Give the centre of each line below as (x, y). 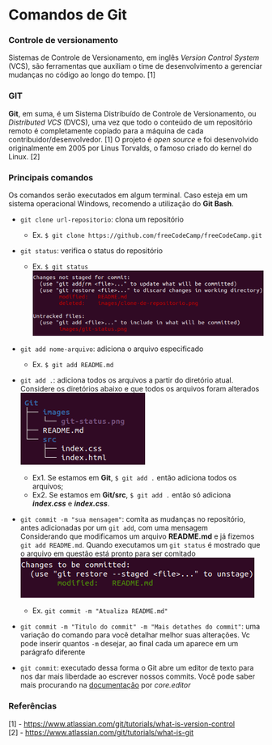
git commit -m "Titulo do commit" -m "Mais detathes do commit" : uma (140, 626)
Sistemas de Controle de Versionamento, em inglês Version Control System (134, 57)
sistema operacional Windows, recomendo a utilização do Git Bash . (121, 204)
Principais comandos (51, 177)
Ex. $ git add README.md (73, 365)
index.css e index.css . (71, 504)
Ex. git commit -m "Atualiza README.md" (100, 611)
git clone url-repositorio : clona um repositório (102, 219)
